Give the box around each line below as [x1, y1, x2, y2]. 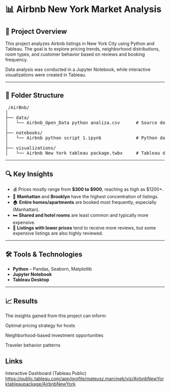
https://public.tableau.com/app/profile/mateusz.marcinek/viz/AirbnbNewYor [5, 376, 164, 382]
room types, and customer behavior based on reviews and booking [5, 51, 145, 57]
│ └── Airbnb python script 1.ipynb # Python [5, 135, 158, 141]
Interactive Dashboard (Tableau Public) [5, 370, 87, 376]
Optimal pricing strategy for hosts [5, 323, 75, 329]
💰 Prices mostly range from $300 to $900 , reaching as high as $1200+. [12, 186, 164, 192]
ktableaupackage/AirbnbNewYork [5, 381, 76, 387]
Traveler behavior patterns [5, 342, 61, 349]
